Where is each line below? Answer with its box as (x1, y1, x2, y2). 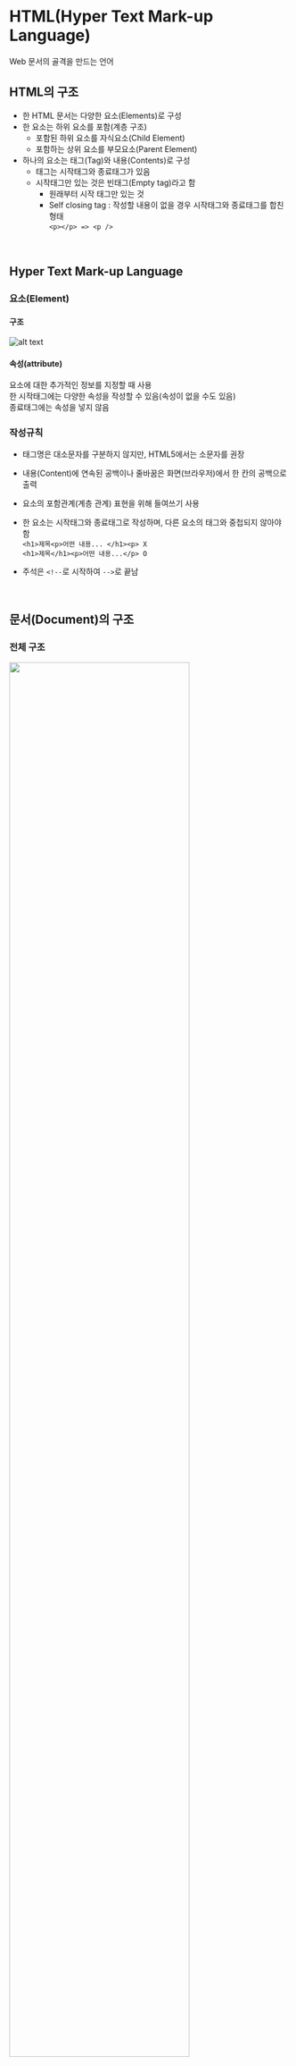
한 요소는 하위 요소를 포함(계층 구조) (21, 121, 147, 131)
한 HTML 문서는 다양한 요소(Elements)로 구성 (21, 110, 182, 121)
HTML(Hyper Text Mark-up (9, 6, 214, 27)
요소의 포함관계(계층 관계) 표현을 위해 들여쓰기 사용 (21, 498, 200, 509)
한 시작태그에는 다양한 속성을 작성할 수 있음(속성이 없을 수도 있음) (9, 391, 236, 401)
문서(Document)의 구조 (9, 612, 135, 628)
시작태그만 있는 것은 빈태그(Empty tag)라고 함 (35, 177, 196, 188)
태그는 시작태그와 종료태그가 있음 (35, 165, 151, 176)
